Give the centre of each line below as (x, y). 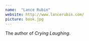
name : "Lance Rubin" (28, 10)
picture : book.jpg (24, 19)
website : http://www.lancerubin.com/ (45, 14)
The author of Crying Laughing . (38, 33)
